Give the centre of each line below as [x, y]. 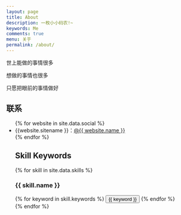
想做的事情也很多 [27, 75]
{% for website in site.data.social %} [60, 123]
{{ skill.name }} [37, 185]
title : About [22, 17]
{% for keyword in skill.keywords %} [59, 199]
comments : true [25, 34]
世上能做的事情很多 [30, 63]
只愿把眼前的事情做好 [32, 88]
